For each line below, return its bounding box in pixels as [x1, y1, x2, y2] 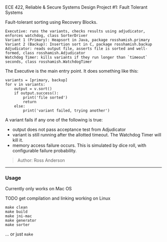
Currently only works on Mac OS [5, 186, 72, 192]
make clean [5, 205, 28, 210]
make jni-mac [5, 214, 32, 219]
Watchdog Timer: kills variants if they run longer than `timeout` [5, 55, 148, 60]
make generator [5, 218, 37, 223]
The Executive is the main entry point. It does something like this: [5, 68, 139, 74]
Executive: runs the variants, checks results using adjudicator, [5, 29, 146, 34]
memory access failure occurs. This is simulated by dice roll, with [12, 142, 147, 148]
